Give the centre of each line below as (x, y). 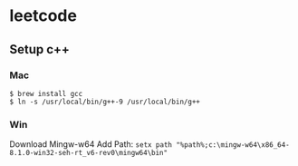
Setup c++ (40, 49)
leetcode (43, 16)
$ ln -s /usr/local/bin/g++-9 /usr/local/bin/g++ (105, 102)
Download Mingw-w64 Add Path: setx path (91, 144)
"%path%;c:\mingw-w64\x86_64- (233, 145)
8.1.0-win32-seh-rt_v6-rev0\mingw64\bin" (89, 153)
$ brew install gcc (46, 93)
